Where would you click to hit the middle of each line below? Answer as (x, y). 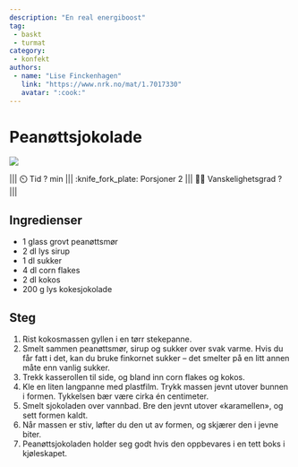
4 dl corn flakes (51, 271)
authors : (26, 68)
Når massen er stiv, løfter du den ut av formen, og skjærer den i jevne (150, 425)
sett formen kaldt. (55, 415)
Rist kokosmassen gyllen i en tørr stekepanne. (107, 339)
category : (28, 51)
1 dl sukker (42, 261)
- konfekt (31, 59)
